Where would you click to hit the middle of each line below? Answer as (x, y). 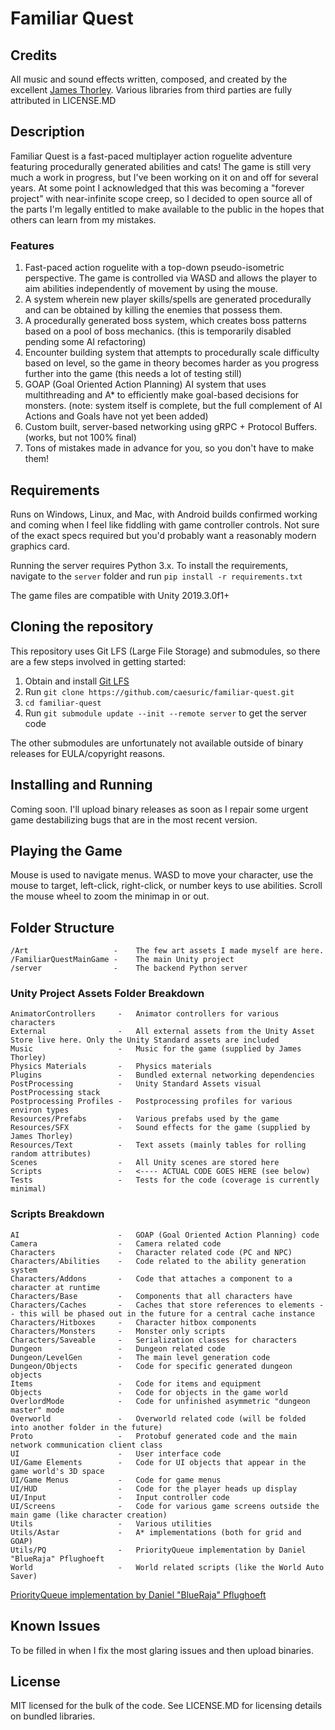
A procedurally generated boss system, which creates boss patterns (165, 321)
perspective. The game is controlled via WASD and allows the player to (171, 278)
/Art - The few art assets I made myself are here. (167, 951)
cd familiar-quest (63, 703)
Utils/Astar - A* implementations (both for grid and (156, 1532)
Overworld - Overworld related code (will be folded (158, 1418)
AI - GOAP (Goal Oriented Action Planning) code (165, 1235)
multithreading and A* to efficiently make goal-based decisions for (162, 395)
